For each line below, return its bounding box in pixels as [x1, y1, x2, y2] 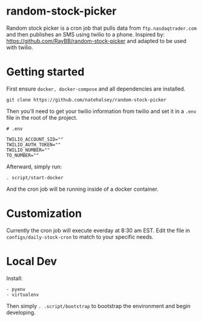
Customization [6, 207, 82, 221]
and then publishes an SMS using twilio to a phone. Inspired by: [6, 30, 165, 38]
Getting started [6, 65, 85, 79]
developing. [6, 309, 36, 316]
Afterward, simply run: [6, 163, 62, 170]
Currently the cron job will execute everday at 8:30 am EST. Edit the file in [6, 227, 190, 234]
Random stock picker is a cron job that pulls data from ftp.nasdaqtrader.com [6, 24, 197, 32]
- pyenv [6, 286, 26, 292]
